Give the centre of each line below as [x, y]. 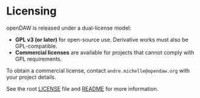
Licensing [32, 11]
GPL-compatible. [36, 46]
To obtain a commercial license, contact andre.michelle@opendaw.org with [98, 70]
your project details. [31, 77]
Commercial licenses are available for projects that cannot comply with [105, 52]
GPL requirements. [38, 59]
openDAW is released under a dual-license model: [69, 28]
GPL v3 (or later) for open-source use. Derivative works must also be [102, 39]
